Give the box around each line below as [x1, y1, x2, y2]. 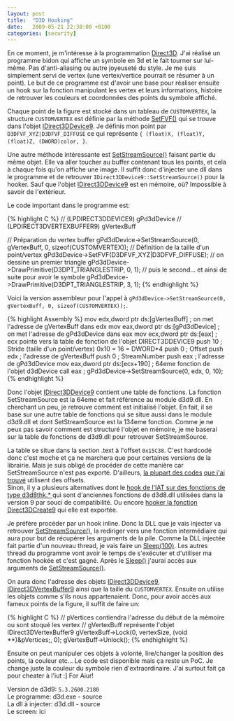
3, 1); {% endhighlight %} [126, 281, 199, 289]
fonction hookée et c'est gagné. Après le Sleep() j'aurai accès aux [7, 556, 197, 565]
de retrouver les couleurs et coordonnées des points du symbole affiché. [7, 94, 217, 102]
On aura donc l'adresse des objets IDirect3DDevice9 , [7, 577, 161, 586]
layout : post [7, 10, 45, 17]
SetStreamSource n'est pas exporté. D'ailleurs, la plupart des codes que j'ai [7, 468, 226, 477]
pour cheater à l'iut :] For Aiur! [7, 671, 94, 680]
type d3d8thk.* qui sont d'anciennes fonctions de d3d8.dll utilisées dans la [7, 491, 224, 499]
